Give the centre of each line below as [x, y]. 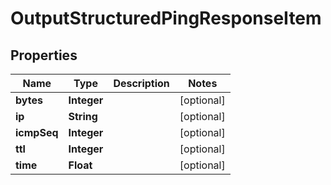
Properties [44, 55]
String [83, 116]
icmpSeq [37, 132]
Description [141, 83]
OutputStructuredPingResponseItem [166, 18]
